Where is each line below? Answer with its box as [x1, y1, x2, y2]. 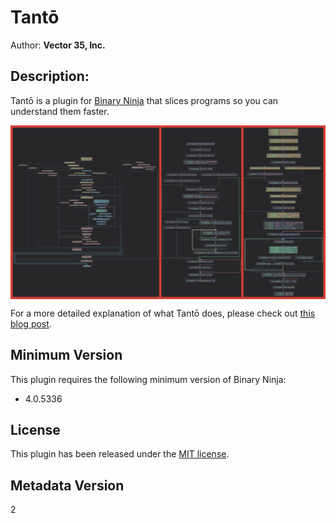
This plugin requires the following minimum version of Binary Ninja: [10, 373, 287, 385]
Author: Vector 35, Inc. [10, 39, 106, 51]
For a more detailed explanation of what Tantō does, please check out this [10, 307, 316, 319]
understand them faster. [10, 105, 110, 117]
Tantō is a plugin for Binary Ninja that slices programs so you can [10, 94, 279, 106]
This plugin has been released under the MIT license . [10, 448, 230, 460]
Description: [10, 68, 90, 85]
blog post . [10, 317, 52, 330]
